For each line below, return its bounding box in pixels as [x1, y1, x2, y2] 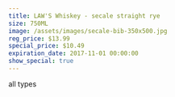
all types [8, 78, 37, 89]
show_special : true [8, 57, 74, 65]
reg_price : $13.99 [8, 34, 70, 43]
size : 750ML [8, 19, 48, 27]
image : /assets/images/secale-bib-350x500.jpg [8, 27, 168, 35]
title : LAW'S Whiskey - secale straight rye [8, 11, 160, 20]
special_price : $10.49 [8, 42, 85, 50]
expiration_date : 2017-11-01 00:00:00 [8, 49, 139, 57]
